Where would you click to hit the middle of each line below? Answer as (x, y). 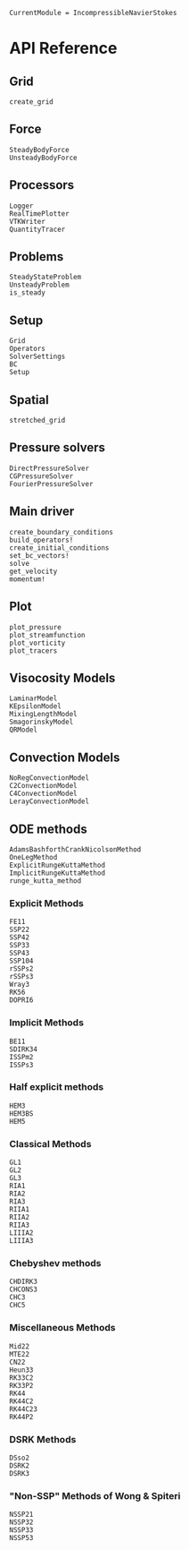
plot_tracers (33, 651)
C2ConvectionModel (43, 786)
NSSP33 (21, 1530)
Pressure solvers (57, 448)
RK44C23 (24, 1409)
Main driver (42, 512)
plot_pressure (36, 627)
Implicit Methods (47, 1023)
